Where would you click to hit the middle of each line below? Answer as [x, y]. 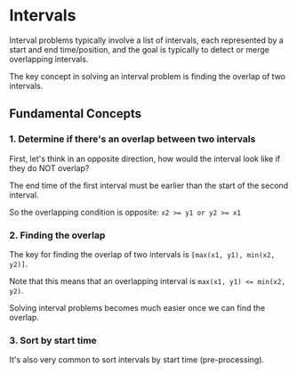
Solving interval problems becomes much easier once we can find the [137, 307]
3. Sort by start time [53, 340]
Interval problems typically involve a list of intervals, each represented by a [147, 40]
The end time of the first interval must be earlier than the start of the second [149, 185]
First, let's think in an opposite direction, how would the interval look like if [145, 159]
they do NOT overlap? [49, 168]
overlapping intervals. [49, 59]
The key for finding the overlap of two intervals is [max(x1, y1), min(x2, [142, 254]
